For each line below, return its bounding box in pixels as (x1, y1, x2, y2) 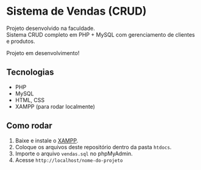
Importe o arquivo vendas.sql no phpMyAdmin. (15, 150, 133, 157)
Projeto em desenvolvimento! (6, 49, 80, 56)
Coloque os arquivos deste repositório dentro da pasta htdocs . (15, 143, 172, 150)
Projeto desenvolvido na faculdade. (6, 24, 96, 32)
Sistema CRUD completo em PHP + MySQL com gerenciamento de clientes (6, 31, 196, 38)
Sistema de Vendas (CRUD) (6, 4, 147, 18)
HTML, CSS (15, 96, 44, 103)
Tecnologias (6, 67, 54, 78)
